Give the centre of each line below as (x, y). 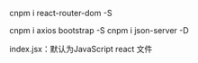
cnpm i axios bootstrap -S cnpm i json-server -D (99, 30)
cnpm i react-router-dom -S (61, 13)
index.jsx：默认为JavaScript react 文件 (81, 49)
